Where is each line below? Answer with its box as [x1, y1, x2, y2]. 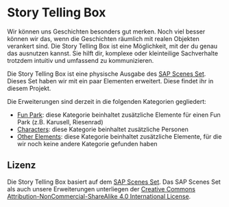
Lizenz [7, 159, 36, 171]
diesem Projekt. [7, 84, 51, 92]
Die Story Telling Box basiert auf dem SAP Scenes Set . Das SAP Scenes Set [7, 178, 221, 186]
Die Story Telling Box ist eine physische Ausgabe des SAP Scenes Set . [7, 70, 206, 78]
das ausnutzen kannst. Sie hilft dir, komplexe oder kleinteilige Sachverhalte [7, 49, 218, 57]
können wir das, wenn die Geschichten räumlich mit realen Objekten [7, 34, 200, 42]
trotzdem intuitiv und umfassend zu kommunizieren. [7, 56, 154, 64]
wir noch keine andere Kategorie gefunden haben [16, 139, 158, 148]
